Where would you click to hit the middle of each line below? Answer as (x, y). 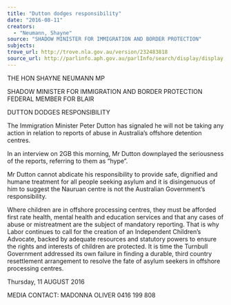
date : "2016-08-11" (35, 20)
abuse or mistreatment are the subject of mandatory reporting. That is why (113, 224)
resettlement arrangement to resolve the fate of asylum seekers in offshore (114, 261)
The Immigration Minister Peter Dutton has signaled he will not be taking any (115, 126)
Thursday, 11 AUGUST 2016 (46, 282)
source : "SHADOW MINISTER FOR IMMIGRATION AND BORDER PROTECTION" (104, 39)
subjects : (21, 46)
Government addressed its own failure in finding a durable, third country (110, 253)
